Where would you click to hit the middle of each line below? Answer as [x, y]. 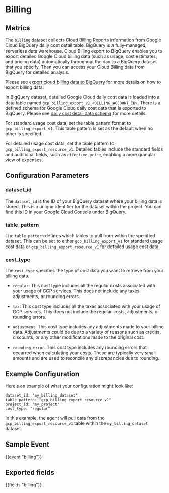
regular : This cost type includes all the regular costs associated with [84, 286]
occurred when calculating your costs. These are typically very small [84, 353]
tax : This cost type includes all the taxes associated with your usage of [86, 306]
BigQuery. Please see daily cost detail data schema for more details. [76, 113]
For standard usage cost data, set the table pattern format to [68, 123]
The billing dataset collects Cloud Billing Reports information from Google [83, 40]
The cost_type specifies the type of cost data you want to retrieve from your [84, 271]
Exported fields [30, 473]
